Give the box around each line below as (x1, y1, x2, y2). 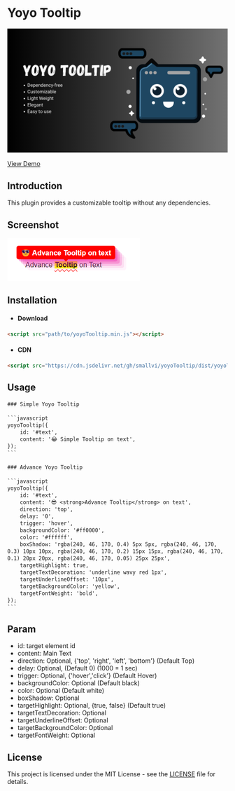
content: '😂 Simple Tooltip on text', (20, 436, 136, 443)
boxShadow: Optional (17, 694, 80, 702)
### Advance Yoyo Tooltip (7, 464, 83, 471)
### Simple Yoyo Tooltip (7, 401, 80, 408)
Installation (7, 294, 57, 306)
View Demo (7, 160, 41, 168)
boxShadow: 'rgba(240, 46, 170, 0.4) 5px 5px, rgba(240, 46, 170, (20, 541, 218, 548)
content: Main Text (17, 649, 72, 658)
